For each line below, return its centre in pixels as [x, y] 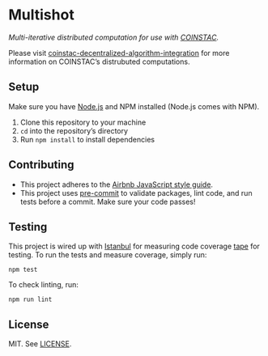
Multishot [41, 15]
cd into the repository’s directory [74, 130]
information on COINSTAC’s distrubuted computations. [99, 61]
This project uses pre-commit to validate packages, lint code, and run [136, 193]
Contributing [41, 165]
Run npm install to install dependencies [87, 139]
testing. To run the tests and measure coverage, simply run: [108, 255]
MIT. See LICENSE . [40, 344]
